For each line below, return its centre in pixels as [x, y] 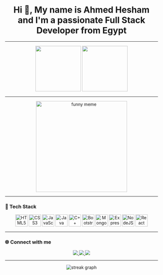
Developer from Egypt [81, 31]
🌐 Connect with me [28, 242]
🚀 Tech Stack [21, 207]
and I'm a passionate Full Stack [81, 20]
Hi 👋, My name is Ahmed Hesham [81, 10]
